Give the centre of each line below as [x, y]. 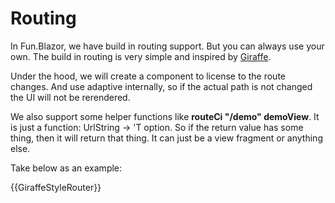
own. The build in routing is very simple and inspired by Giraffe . [141, 56]
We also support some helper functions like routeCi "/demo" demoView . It [165, 116]
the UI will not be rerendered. [70, 97]
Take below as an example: [66, 168]
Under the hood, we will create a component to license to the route [148, 76]
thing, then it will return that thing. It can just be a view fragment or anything [166, 138]
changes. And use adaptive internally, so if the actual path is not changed [161, 86]
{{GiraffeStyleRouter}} [56, 187]
